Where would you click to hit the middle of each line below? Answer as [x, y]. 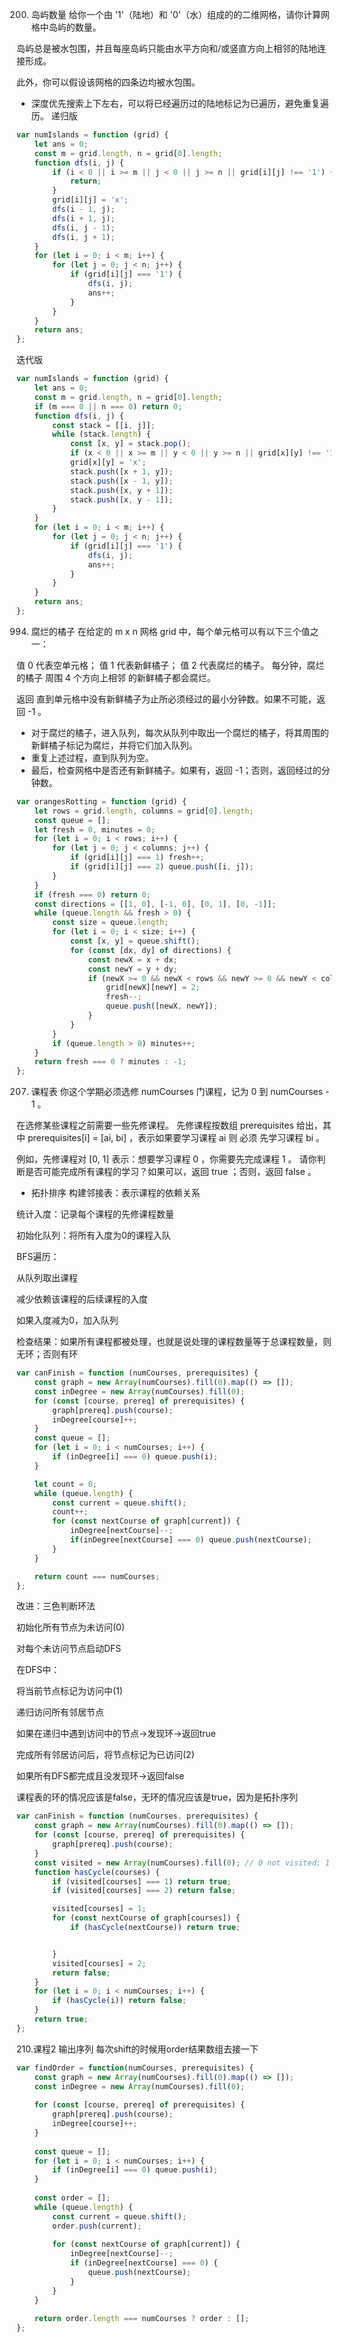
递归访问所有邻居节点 [60, 1712]
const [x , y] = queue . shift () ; [135, 941]
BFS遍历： [38, 1257]
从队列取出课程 [47, 1278]
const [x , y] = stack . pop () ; [130, 444]
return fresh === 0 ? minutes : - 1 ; [111, 1062]
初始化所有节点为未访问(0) [71, 1627]
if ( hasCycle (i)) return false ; [120, 2001]
